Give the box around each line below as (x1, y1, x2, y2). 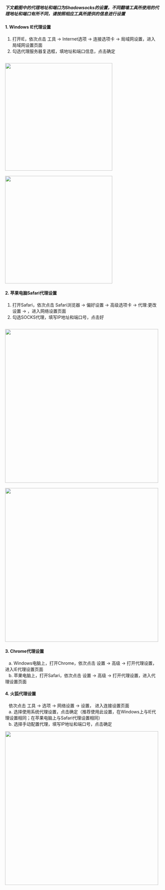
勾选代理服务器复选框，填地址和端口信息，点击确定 (12, 48, 116, 54)
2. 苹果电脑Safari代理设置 (5, 290, 57, 296)
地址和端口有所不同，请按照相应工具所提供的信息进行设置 (9, 10, 125, 17)
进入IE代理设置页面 (5, 666, 44, 672)
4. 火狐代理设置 (5, 691, 36, 697)
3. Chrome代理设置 (5, 648, 44, 654)
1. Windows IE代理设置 (5, 24, 51, 30)
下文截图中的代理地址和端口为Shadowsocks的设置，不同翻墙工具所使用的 (5, 4, 155, 10)
